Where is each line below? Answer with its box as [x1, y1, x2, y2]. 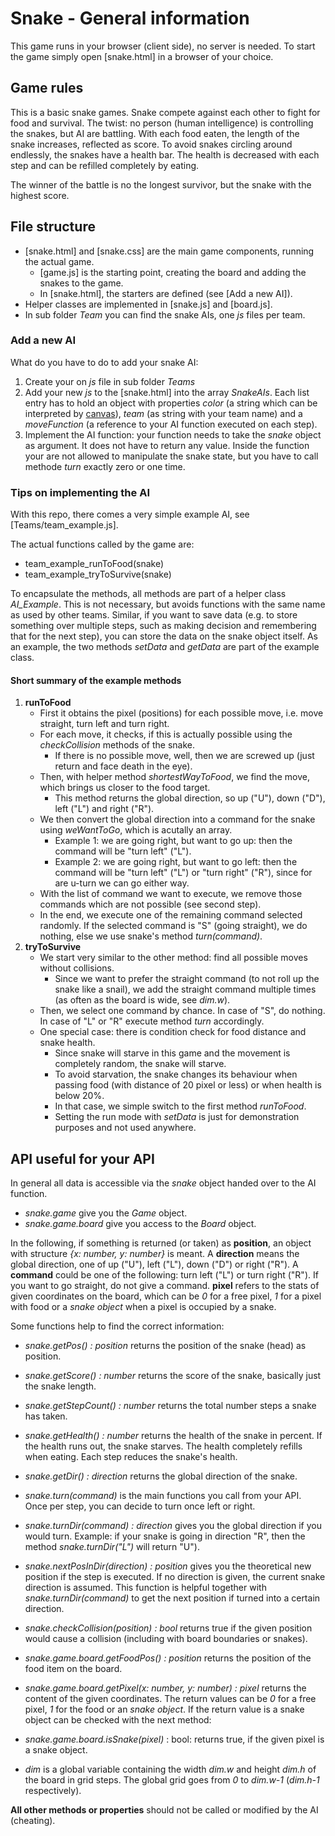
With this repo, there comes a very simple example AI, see [10, 508, 250, 521]
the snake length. [24, 1380, 97, 1392]
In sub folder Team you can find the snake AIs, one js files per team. [24, 308, 306, 321]
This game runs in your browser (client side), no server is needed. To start [10, 40, 316, 52]
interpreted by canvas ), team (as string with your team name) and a [24, 407, 303, 419]
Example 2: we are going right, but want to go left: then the [54, 856, 298, 868]
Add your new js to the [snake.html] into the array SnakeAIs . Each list [24, 386, 310, 398]
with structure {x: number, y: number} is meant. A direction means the [10, 1248, 300, 1260]
